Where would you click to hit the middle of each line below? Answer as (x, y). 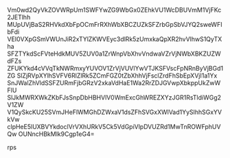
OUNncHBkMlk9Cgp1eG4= (56, 134)
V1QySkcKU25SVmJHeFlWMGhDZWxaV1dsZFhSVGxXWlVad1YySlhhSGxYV (114, 112)
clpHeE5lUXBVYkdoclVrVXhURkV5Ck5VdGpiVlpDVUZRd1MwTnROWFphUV (114, 127)
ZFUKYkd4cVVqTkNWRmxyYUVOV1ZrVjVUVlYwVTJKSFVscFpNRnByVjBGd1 (115, 68)
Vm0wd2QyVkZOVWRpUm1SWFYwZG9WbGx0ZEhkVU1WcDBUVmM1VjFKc (114, 10)
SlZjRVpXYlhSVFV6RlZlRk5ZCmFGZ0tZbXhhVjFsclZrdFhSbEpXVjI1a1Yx (117, 76)
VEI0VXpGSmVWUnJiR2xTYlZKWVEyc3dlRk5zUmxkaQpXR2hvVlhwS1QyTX (115, 39)
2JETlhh (19, 17)
